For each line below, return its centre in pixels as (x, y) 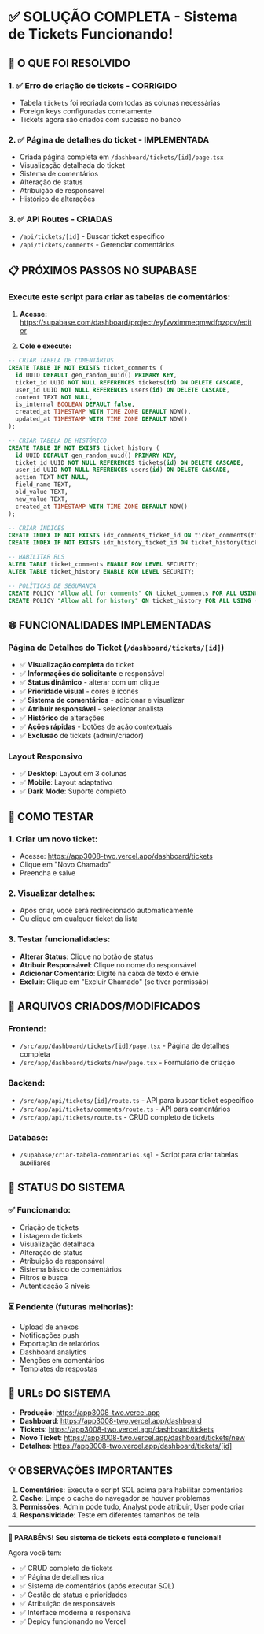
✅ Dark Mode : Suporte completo (73, 791)
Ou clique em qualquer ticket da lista (79, 919)
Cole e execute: (46, 346)
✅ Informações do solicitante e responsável (92, 674)
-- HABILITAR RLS (37, 557)
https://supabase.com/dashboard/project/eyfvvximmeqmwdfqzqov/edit (136, 322)
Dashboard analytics (53, 1352)
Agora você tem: (35, 1553)
